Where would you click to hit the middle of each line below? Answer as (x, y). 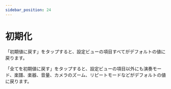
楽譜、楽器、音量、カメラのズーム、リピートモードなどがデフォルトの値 (90, 75)
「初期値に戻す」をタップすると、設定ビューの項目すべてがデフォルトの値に (86, 52)
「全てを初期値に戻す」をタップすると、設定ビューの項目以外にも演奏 (79, 68)
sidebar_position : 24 (28, 10)
